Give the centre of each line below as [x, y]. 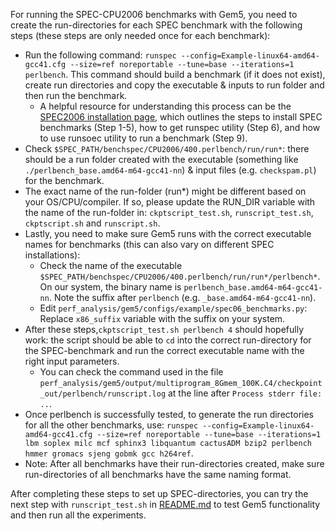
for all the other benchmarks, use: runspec [111, 425]
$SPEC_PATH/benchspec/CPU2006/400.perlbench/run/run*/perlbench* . [180, 276]
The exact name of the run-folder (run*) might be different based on [165, 191]
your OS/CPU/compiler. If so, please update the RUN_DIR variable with [170, 202]
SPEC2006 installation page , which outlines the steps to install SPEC [181, 117]
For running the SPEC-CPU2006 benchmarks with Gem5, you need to [154, 14]
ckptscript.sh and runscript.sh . [92, 223]
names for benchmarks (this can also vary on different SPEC [149, 244]
